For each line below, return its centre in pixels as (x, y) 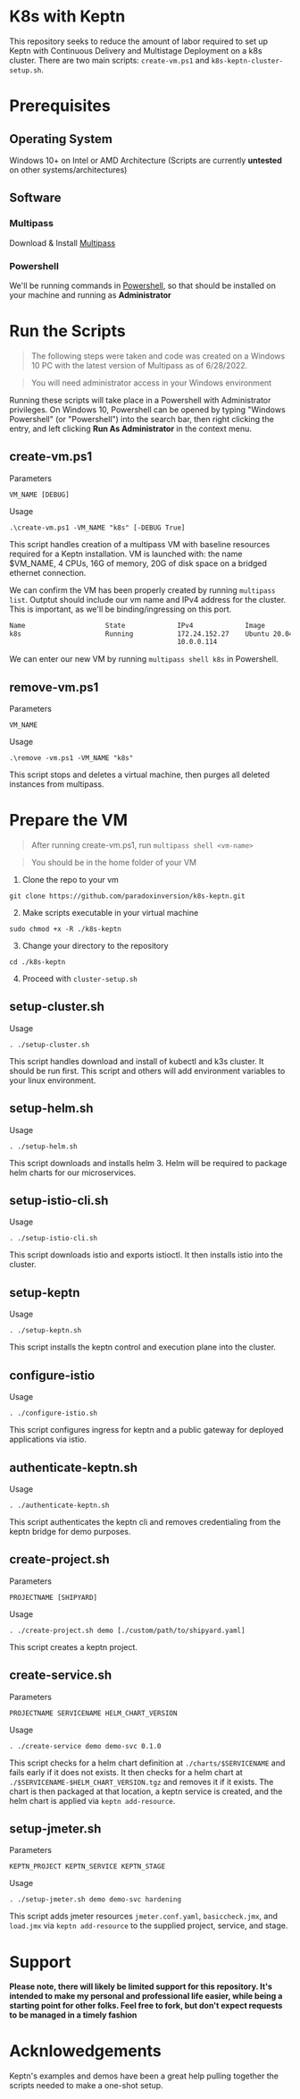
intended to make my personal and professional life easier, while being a (146, 1996)
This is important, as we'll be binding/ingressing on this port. (121, 609)
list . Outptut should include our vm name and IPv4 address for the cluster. (148, 599)
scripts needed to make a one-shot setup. (86, 2086)
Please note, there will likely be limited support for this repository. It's (141, 1986)
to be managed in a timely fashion (73, 2015)
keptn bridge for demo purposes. (70, 1531)
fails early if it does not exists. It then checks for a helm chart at (126, 1772)
